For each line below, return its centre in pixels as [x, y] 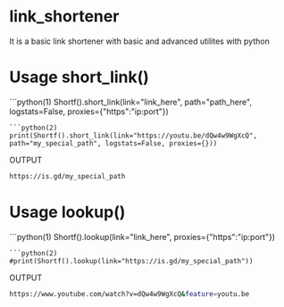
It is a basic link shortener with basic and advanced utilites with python [139, 41]
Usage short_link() [79, 77]
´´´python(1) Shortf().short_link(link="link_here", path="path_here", [131, 102]
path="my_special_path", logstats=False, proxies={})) [113, 143]
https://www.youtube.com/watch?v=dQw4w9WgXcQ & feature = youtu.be [129, 294]
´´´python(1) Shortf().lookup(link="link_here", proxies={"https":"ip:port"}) [142, 236]
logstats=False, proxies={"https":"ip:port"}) [89, 111]
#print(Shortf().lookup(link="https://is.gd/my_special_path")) [131, 261]
